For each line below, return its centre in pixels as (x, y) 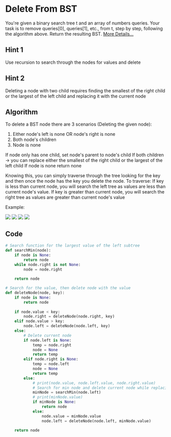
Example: (15, 207)
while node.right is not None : (48, 264)
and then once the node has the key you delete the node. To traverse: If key (85, 181)
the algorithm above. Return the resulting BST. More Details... (69, 34)
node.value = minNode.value (71, 416)
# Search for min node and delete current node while (91, 388)
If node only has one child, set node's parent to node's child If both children (85, 155)
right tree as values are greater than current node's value (65, 198)
